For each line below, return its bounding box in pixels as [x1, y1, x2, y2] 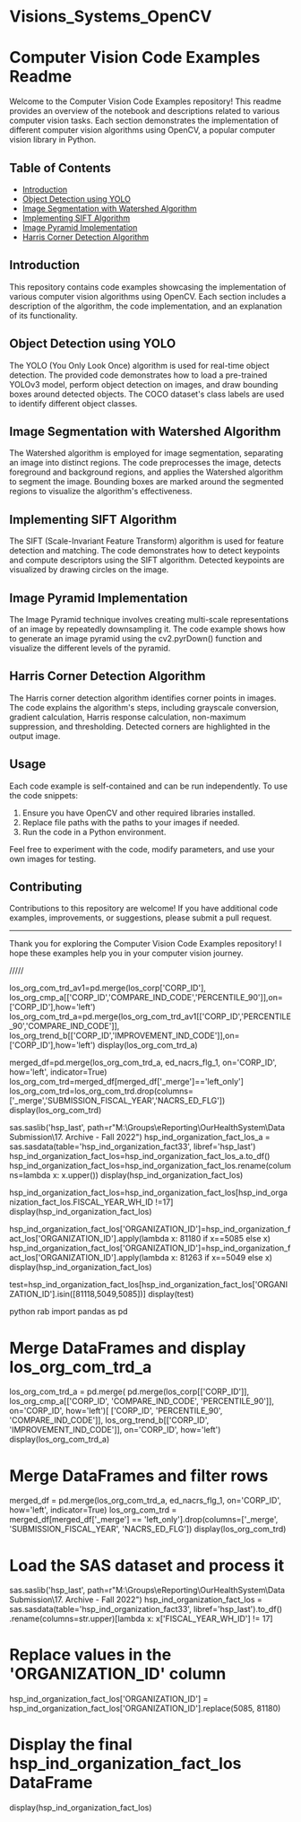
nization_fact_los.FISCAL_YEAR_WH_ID [9, 1197, 154, 1207]
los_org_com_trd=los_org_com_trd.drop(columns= [9, 1085, 194, 1096]
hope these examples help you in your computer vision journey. [9, 948, 244, 959]
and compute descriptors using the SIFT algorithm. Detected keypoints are [9, 554, 285, 566]
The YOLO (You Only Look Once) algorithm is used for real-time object [9, 360, 271, 371]
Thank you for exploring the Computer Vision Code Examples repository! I [9, 938, 282, 949]
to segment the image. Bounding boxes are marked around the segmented [9, 476, 284, 487]
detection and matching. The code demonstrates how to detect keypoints [9, 545, 280, 556]
